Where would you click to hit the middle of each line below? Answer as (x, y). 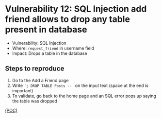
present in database (46, 30)
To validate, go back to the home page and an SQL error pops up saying (84, 96)
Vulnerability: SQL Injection (39, 43)
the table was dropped (34, 101)
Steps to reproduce (35, 69)
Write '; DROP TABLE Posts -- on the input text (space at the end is (80, 85)
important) (23, 90)
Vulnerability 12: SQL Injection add (76, 9)
